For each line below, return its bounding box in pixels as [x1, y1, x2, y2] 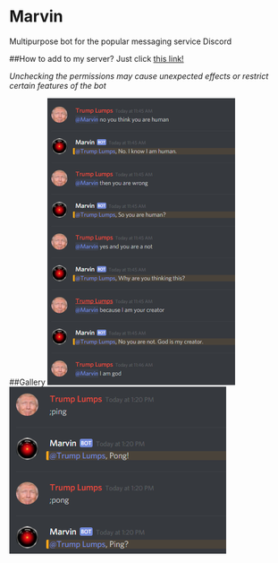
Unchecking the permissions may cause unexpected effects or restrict [9, 70, 269, 82]
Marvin [9, 6, 63, 27]
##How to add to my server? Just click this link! [9, 53, 185, 64]
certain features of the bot [9, 80, 106, 91]
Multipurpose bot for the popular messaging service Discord [9, 36, 232, 47]
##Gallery [9, 377, 46, 387]
